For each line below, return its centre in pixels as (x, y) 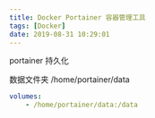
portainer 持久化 (39, 61)
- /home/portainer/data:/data (82, 105)
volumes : (26, 97)
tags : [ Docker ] (38, 26)
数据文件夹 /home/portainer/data (69, 80)
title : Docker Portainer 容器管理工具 (77, 17)
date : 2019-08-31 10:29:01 (60, 34)
